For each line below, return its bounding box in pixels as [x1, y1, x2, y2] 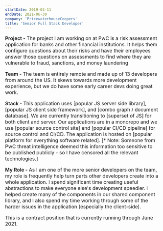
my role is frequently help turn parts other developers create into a [5, 173, 159, 179]
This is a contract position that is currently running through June [5, 214, 153, 221]
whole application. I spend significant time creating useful [5, 179, 139, 186]
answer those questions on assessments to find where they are [5, 54, 151, 60]
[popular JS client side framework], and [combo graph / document [5, 106, 158, 113]
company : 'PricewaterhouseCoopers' [5, 16, 78, 21]
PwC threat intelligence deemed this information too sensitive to [5, 143, 153, 150]
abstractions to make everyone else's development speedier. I [5, 185, 148, 192]
